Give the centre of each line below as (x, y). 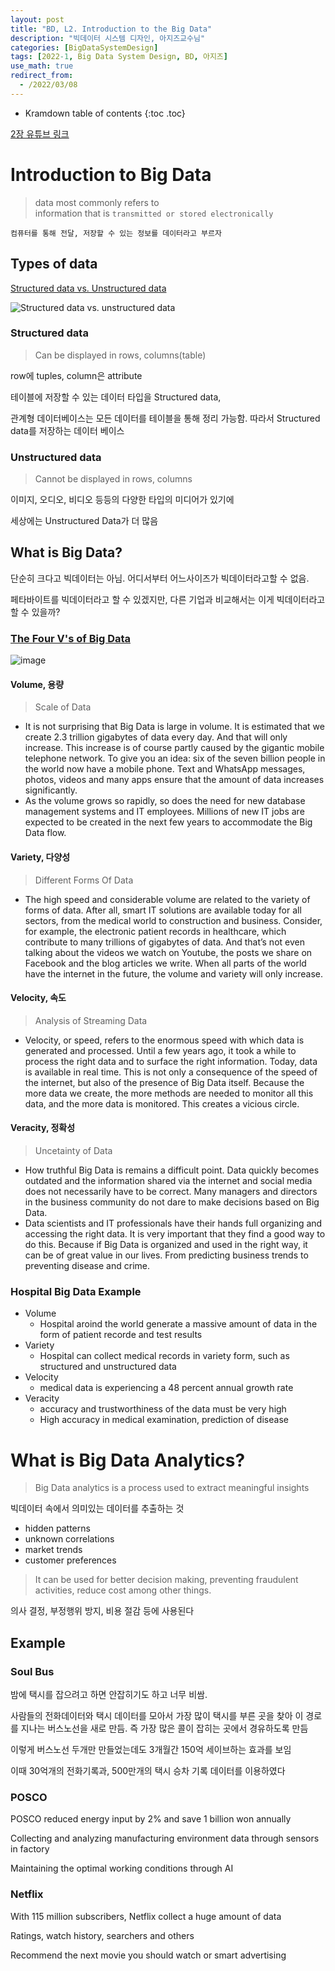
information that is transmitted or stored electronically (154, 213)
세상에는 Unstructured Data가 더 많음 (84, 521)
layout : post (37, 19)
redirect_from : (42, 76)
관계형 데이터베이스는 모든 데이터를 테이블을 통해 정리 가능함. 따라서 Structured (165, 418)
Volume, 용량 (37, 684)
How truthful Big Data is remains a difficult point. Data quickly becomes (172, 1170)
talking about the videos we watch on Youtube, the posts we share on (168, 952)
